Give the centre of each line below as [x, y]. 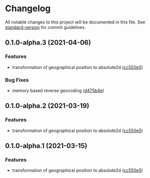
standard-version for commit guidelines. [45, 27]
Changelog [28, 9]
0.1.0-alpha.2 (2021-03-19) [47, 106]
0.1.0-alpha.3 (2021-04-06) [48, 43]
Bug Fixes [17, 80]
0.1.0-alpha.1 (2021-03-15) [46, 146]
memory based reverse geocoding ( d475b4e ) [58, 90]
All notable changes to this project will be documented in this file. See [75, 22]
